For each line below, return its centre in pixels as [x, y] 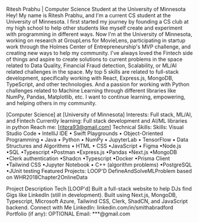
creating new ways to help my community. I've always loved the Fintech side [99, 53]
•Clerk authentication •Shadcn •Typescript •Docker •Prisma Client [88, 158]
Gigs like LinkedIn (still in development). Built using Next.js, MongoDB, [92, 195]
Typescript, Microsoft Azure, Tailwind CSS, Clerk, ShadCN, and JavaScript [97, 201]
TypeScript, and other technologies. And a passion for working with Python [98, 84]
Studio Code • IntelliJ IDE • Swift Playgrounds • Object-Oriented [85, 133]
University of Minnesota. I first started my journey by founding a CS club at [97, 22]
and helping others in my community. [51, 103]
